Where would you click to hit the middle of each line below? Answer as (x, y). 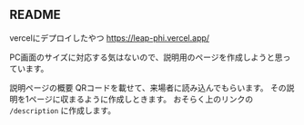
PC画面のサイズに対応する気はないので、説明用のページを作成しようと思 (146, 57)
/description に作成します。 (63, 110)
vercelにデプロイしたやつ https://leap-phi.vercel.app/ (110, 38)
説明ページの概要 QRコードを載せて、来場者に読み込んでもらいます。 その (148, 87)
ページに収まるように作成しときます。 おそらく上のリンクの (141, 99)
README (35, 15)
